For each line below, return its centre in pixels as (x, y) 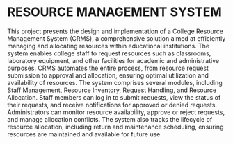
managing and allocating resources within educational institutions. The (109, 46)
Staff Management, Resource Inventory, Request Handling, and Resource (112, 90)
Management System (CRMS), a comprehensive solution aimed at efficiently (116, 38)
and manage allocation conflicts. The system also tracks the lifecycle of (110, 119)
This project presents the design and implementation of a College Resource (115, 31)
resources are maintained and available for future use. (85, 134)
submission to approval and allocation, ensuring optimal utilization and (108, 75)
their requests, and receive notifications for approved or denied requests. (112, 105)
